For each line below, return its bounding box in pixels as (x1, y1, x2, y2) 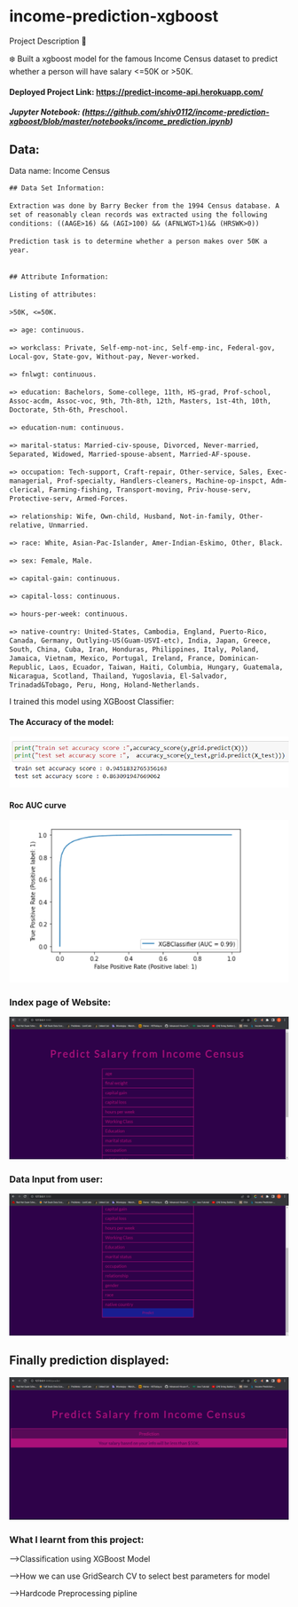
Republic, (9, 663, 46, 672)
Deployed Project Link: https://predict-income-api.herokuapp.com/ (9, 86, 264, 97)
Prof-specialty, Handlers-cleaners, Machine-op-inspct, (56, 477, 268, 485)
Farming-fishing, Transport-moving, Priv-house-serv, (48, 485, 252, 494)
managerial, (9, 477, 53, 485)
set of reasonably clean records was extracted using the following (9, 210, 268, 219)
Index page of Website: (9, 996, 112, 1008)
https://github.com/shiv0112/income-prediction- (84, 106, 271, 117)
